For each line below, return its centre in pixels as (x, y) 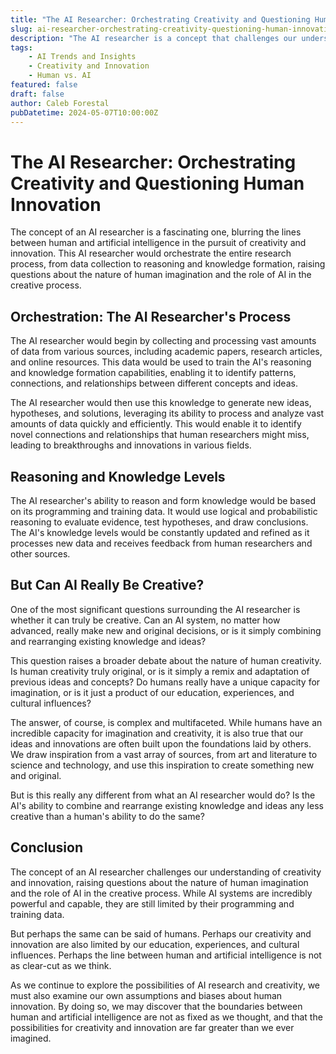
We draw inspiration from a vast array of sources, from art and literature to (164, 754)
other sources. (40, 553)
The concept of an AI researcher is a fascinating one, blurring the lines (156, 232)
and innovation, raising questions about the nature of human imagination (159, 882)
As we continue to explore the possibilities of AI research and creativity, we (165, 985)
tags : (21, 47)
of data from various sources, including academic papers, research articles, (166, 352)
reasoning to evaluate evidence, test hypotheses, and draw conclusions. (159, 522)
